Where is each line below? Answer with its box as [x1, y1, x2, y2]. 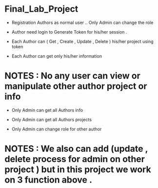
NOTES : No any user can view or [4, 70, 141, 82]
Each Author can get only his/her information [11, 53, 102, 59]
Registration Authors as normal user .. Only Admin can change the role [11, 20, 154, 25]
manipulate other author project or [4, 81, 147, 92]
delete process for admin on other [4, 154, 145, 165]
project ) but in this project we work [4, 164, 152, 175]
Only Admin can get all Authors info [11, 107, 83, 113]
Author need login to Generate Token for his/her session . [11, 29, 127, 35]
